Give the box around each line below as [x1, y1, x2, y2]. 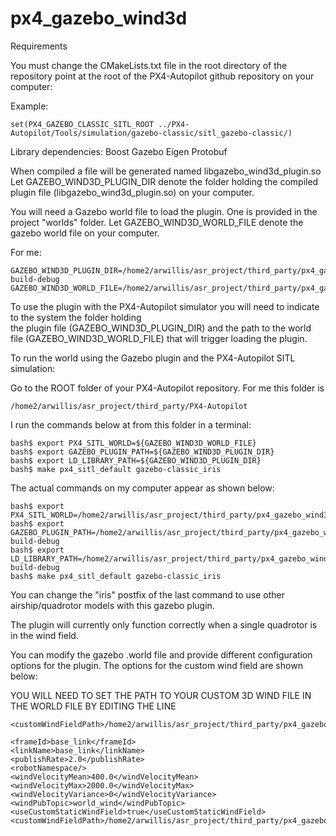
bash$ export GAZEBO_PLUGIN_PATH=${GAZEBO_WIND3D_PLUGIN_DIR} [10, 447, 275, 457]
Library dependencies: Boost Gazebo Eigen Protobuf [10, 145, 228, 157]
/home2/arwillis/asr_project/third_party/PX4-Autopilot [10, 401, 248, 411]
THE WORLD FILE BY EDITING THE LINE [10, 700, 177, 712]
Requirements [10, 40, 68, 52]
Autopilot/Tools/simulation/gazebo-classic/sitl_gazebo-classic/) [10, 128, 293, 138]
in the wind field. [10, 629, 79, 641]
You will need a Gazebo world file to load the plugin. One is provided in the [10, 205, 318, 217]
